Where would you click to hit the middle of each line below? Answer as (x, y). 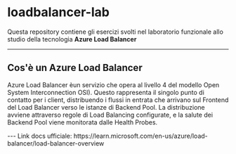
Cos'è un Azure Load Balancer (75, 68)
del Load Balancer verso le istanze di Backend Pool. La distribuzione (106, 107)
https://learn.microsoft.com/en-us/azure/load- (141, 136)
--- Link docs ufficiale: (40, 136)
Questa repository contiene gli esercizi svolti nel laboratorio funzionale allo (115, 32)
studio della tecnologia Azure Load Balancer (72, 39)
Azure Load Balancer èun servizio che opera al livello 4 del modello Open (113, 84)
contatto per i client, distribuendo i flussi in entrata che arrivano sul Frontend (118, 100)
